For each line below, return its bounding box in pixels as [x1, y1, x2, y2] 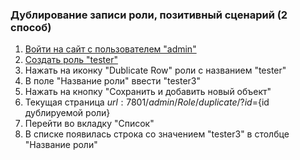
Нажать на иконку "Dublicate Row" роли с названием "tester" [24, 64, 287, 77]
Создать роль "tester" [24, 54, 118, 66]
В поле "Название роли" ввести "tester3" [24, 75, 202, 87]
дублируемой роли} [24, 107, 111, 119]
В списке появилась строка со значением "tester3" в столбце [24, 128, 290, 140]
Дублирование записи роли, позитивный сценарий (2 [10, 8, 288, 22]
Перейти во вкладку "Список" [24, 118, 155, 130]
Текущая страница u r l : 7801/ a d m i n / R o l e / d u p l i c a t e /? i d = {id [24, 96, 270, 108]
